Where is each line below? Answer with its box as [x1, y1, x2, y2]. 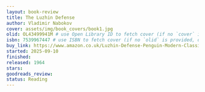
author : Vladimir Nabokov [6, 20, 72, 26]
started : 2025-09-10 [6, 48, 59, 54]
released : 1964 [6, 59, 45, 65]
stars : [6, 65, 23, 71]
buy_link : [6, 43, 32, 49]
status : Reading [6, 76, 48, 82]
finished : [6, 54, 32, 60]
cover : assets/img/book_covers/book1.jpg [6, 25, 113, 32]
